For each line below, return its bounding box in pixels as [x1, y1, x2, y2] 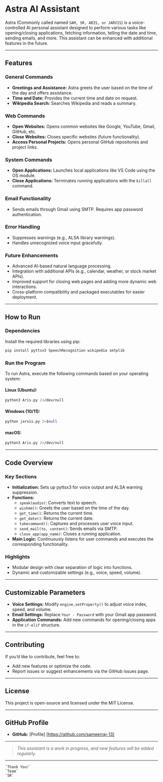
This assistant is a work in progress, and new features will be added [16, 745, 154, 751]
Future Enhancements [5, 252, 58, 259]
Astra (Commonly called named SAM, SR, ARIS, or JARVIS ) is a [5, 20, 131, 25]
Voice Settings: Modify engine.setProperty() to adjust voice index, [12, 601, 147, 607]
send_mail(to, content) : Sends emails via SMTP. [19, 526, 118, 531]
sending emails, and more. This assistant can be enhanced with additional [5, 35, 153, 41]
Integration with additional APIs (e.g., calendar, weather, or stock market [12, 268, 157, 274]
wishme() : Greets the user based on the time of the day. [19, 505, 130, 510]
